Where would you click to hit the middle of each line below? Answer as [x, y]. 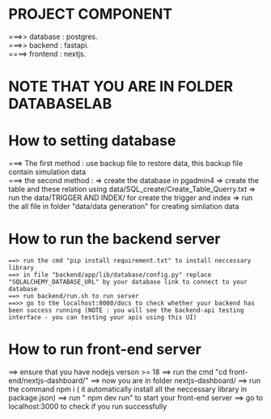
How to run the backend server [114, 239]
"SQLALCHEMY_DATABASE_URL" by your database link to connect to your [128, 282]
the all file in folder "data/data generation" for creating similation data [124, 207]
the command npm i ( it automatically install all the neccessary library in [128, 389]
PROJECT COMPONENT [90, 14]
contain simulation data [47, 172]
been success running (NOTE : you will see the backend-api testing [126, 310]
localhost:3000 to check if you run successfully [88, 406]
